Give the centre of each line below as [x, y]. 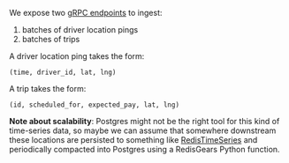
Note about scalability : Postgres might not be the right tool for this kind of [144, 121]
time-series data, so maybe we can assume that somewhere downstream [143, 130]
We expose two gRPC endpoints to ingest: [86, 13]
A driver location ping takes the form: [77, 56]
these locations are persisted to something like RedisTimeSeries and [133, 140]
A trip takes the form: [48, 89]
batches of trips [51, 39]
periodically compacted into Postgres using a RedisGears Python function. [144, 149]
